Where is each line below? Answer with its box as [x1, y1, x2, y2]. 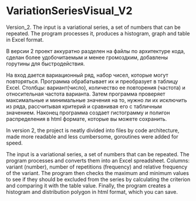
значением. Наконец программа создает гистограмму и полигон [6, 109, 170, 116]
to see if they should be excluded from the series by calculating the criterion [6, 176, 191, 183]
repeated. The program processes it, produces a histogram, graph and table [6, 29, 190, 37]
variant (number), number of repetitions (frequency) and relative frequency [6, 163, 188, 170]
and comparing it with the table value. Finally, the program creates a [6, 182, 171, 189]
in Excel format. [6, 36, 44, 43]
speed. [6, 139, 23, 146]
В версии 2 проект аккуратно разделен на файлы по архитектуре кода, [6, 47, 185, 54]
